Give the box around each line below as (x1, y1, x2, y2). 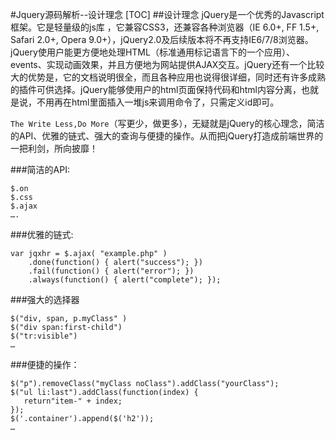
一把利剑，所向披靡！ (10, 143, 98, 154)
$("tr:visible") (10, 331, 78, 341)
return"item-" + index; (23, 396, 123, 406)
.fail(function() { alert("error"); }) (28, 266, 195, 276)
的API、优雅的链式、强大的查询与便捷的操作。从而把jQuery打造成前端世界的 (10, 130, 324, 142)
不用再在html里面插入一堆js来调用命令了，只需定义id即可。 (36, 96, 280, 108)
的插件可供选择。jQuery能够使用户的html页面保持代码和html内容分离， (10, 84, 302, 95)
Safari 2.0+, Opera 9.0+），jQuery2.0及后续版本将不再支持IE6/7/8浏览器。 (10, 34, 314, 45)
